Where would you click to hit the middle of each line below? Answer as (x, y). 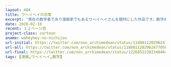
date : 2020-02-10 (24, 24)
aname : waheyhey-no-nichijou (36, 38)
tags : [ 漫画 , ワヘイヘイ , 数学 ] (34, 57)
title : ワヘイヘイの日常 (28, 15)
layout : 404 (18, 10)
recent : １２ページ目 (26, 29)
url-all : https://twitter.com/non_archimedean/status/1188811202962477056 (86, 47)
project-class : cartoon (31, 33)
